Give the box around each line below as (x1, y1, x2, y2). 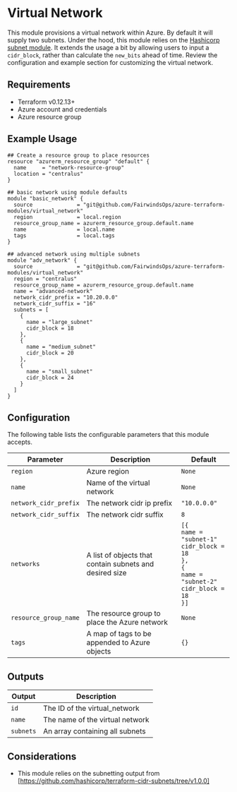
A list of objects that (86, 551, 153, 560)
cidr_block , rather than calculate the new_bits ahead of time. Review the (7, 51, 218, 59)
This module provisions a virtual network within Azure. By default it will (7, 28, 213, 37)
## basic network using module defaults (7, 188, 128, 196)
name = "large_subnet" (25, 318, 93, 325)
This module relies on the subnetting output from (17, 769, 160, 777)
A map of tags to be (86, 629, 152, 639)
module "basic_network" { (7, 195, 83, 202)
